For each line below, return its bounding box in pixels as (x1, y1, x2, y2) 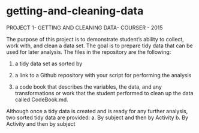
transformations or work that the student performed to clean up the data (14, 89, 194, 96)
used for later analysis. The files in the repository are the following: (6, 48, 171, 55)
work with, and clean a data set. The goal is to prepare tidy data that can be (6, 42, 193, 49)
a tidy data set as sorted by (14, 60, 83, 67)
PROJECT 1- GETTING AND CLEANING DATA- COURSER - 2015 (6, 24, 163, 31)
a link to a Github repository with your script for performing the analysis (14, 71, 192, 78)
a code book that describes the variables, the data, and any (14, 83, 162, 90)
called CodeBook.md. (14, 96, 69, 103)
